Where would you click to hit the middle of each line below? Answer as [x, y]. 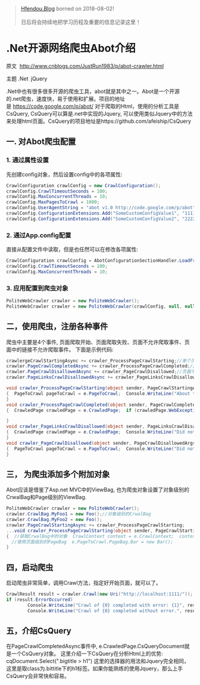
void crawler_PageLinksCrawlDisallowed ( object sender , [76, 427]
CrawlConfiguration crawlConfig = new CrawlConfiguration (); [84, 185]
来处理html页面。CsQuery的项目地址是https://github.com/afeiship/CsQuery [99, 121]
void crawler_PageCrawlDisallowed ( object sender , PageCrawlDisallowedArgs [101, 443]
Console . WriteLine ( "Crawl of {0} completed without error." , [105, 610]
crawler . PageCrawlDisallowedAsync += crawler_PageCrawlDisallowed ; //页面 [99, 372]
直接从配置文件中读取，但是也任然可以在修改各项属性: [72, 249]
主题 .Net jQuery [27, 78]
